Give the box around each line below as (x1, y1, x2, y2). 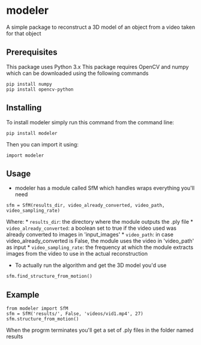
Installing (6, 103, 42, 113)
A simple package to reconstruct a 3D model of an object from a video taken (6, 23, 196, 31)
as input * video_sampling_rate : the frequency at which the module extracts (6, 244, 194, 251)
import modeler (6, 152, 44, 158)
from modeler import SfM (6, 305, 68, 312)
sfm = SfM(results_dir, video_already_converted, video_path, (6, 202, 165, 209)
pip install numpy (6, 81, 52, 87)
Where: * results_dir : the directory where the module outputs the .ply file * (6, 218, 194, 226)
